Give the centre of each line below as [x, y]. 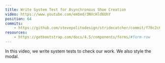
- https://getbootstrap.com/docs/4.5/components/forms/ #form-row [82, 37]
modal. [12, 56]
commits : [14, 23]
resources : [16, 32]
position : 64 [18, 19]
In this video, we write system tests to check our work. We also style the [78, 51]
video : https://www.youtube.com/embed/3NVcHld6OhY [58, 14]
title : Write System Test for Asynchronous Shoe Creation [66, 10]
